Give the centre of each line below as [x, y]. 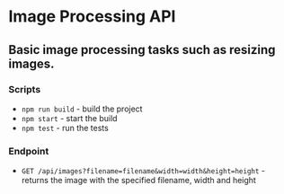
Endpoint [29, 151]
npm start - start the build [69, 118]
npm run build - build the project [82, 109]
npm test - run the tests [65, 128]
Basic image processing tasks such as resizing [142, 50]
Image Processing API [92, 17]
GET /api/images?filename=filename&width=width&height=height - [143, 171]
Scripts [25, 89]
